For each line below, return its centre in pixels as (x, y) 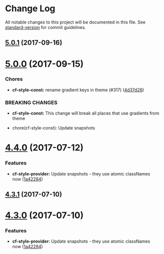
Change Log (30, 9)
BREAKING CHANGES (31, 102)
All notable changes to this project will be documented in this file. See (75, 22)
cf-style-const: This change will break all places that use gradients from (86, 113)
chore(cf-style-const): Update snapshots (54, 128)
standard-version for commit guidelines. (46, 27)
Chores (14, 79)
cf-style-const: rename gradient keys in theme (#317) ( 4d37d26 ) (78, 90)
